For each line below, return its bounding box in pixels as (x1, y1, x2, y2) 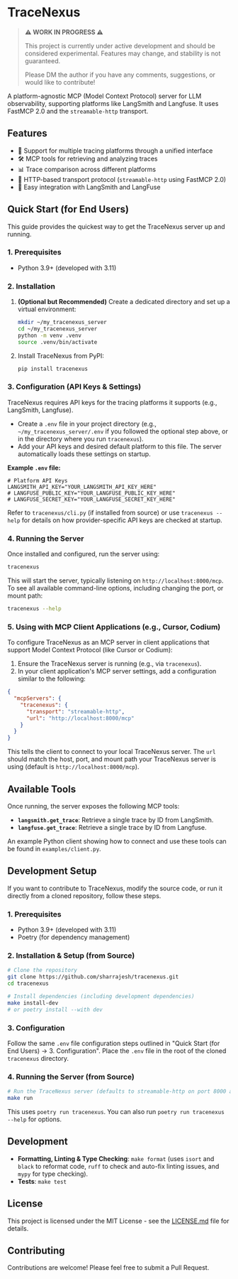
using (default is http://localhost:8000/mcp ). (7, 762, 140, 771)
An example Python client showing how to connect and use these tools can (7, 836, 227, 846)
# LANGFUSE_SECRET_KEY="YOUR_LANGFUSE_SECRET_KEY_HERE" (7, 495, 176, 503)
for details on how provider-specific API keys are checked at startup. (21, 516, 223, 524)
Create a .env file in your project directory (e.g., (17, 419, 157, 428)
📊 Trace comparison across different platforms (17, 165, 157, 173)
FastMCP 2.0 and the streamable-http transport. (7, 107, 149, 115)
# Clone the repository (7, 967, 78, 974)
